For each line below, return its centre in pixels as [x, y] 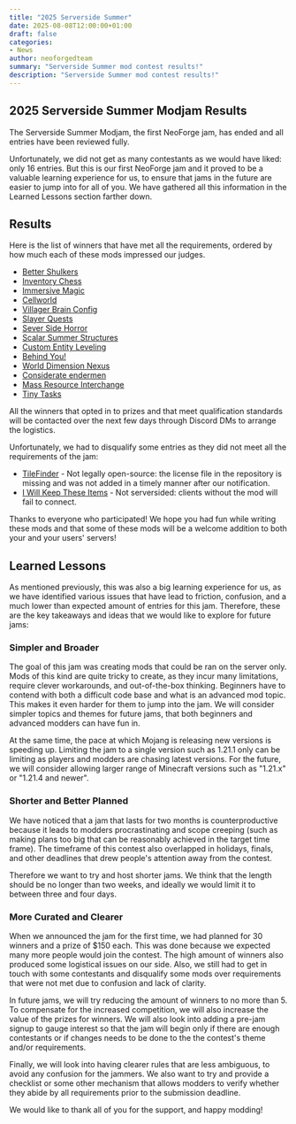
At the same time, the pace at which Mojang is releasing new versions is [140, 741]
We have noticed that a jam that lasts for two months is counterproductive [144, 820]
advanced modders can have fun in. [75, 723]
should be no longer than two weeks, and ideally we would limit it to [133, 884]
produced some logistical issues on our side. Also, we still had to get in [138, 965]
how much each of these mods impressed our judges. [107, 255]
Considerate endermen [64, 375]
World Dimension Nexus [66, 366]
